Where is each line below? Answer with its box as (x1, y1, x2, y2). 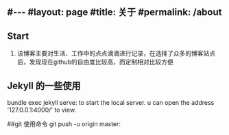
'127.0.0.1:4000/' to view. (7, 106, 77, 114)
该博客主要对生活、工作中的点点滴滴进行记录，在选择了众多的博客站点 (16, 49, 216, 58)
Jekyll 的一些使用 (7, 79, 81, 91)
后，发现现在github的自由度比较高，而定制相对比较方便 (16, 58, 173, 66)
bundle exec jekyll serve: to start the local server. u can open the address (7, 99, 215, 107)
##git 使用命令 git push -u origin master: (7, 120, 121, 128)
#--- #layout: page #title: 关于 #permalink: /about (7, 6, 222, 19)
